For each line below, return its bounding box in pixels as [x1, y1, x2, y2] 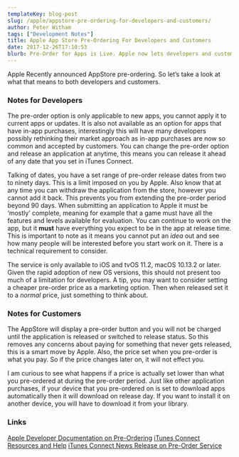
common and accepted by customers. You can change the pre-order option [7, 142, 230, 151]
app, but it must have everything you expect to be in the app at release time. [7, 224, 232, 233]
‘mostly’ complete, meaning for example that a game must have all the [7, 209, 213, 218]
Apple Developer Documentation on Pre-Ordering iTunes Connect [7, 433, 201, 442]
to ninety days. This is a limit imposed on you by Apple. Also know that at [7, 179, 222, 187]
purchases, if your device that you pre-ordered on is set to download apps [7, 384, 225, 393]
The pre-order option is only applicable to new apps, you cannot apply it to [7, 111, 227, 120]
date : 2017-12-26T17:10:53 [7, 44, 87, 51]
